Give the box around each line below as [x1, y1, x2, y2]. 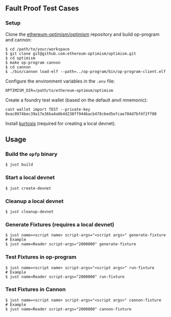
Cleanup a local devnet [5, 197, 64, 205]
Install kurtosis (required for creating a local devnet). [5, 120, 116, 126]
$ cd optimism [5, 55, 36, 61]
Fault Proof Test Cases [5, 4, 79, 13]
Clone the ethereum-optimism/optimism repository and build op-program [5, 31, 160, 37]
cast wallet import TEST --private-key [5, 107, 91, 112]
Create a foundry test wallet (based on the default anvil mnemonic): [5, 97, 148, 103]
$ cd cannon [5, 64, 31, 70]
